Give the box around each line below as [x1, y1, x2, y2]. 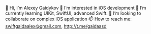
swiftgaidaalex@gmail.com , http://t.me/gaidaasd [5, 23, 107, 29]
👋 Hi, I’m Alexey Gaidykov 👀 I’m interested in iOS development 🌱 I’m [5, 5, 146, 11]
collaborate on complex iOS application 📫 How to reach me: [5, 16, 132, 22]
